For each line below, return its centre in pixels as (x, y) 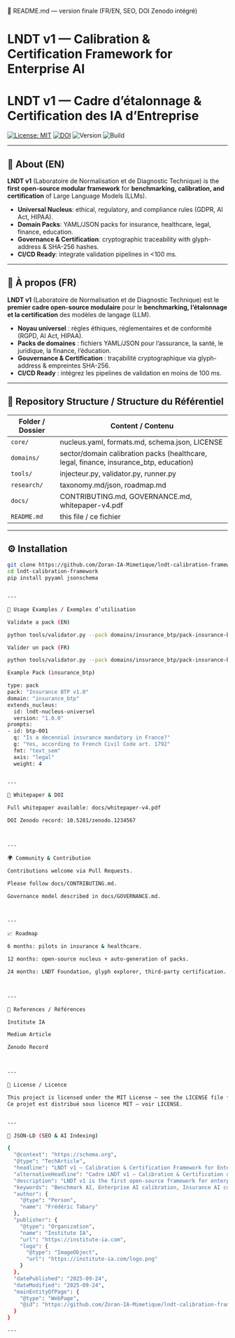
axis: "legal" (34, 757)
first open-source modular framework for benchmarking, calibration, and (116, 188)
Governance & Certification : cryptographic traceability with (104, 239)
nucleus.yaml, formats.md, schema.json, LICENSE (141, 442)
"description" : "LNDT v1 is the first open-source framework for (111, 1181)
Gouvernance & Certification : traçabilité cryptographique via (107, 358)
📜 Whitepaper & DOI (36, 795)
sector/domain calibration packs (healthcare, (134, 453)
